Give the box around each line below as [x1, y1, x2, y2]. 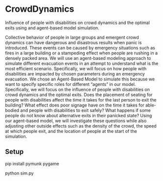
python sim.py [5, 170, 34, 176]
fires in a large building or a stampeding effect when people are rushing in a [5, 50, 158, 56]
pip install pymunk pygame [5, 160, 60, 166]
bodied [5, 107, 20, 113]
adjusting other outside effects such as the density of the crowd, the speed [5, 123, 157, 129]
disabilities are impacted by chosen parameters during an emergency [5, 71, 145, 77]
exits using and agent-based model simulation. [5, 25, 99, 30]
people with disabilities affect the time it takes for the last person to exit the [5, 97, 157, 103]
